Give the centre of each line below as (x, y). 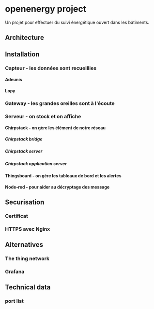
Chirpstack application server (36, 163)
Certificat (16, 216)
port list (15, 301)
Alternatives (24, 245)
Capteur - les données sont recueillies (51, 68)
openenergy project (46, 9)
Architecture (25, 38)
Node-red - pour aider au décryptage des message (57, 187)
